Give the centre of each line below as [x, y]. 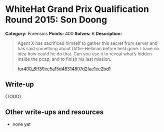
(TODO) [13, 96]
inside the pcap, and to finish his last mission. [64, 59]
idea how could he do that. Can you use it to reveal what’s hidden [85, 54]
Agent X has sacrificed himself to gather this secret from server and [87, 43]
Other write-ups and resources [54, 112]
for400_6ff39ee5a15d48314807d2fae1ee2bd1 [64, 69]
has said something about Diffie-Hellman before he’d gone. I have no [88, 48]
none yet [21, 124]
